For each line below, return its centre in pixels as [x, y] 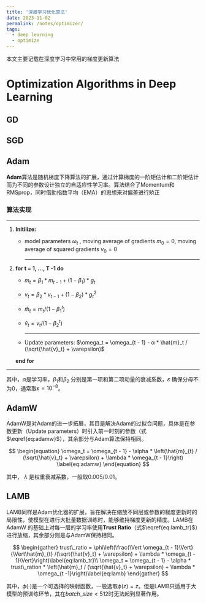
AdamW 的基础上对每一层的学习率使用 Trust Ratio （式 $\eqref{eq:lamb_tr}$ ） [102, 527]
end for [25, 360]
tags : [13, 29]
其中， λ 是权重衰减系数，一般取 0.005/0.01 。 [63, 477]
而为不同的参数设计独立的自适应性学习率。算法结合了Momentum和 [90, 184]
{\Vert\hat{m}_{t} [32, 554]
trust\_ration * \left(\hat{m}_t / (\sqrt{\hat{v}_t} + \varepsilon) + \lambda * [103, 567]
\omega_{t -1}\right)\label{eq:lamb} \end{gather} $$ [103, 573]
